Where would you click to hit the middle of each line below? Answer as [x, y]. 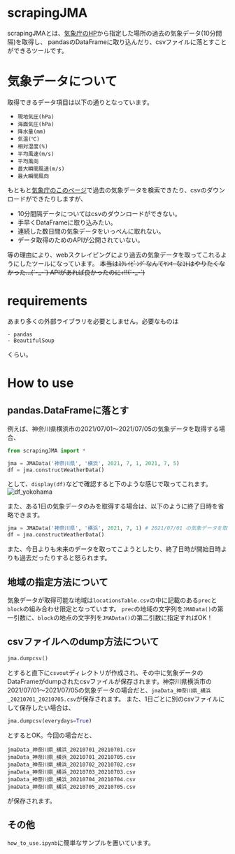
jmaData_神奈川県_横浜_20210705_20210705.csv [72, 787]
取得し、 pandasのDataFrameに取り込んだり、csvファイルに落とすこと [124, 42]
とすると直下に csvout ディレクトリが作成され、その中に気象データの [105, 672]
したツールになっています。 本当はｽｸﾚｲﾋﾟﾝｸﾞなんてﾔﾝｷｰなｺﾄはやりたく [119, 263]
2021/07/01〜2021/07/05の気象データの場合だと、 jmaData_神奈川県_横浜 [109, 690]
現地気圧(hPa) [36, 117]
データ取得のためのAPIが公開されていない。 [80, 240]
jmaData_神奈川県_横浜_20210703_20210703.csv [72, 772]
